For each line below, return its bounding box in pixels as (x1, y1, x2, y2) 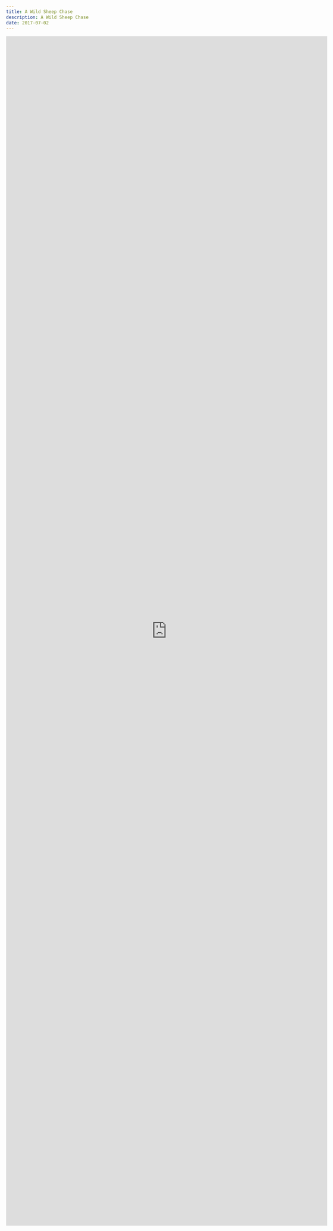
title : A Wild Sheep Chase (6, 8, 73, 15)
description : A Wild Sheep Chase (6, 14, 89, 20)
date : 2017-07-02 (6, 20, 49, 26)
